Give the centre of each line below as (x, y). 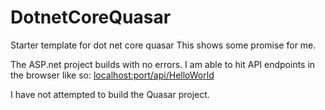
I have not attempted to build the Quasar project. (110, 94)
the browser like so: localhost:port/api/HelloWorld (112, 75)
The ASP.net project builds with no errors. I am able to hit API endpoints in (163, 64)
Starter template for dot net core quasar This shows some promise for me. (163, 45)
